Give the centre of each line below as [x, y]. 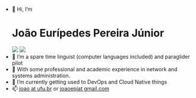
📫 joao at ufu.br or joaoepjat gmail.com [61, 88]
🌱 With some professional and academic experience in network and [94, 69]
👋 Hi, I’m [22, 9]
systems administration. [41, 75]
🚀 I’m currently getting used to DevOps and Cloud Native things [89, 82]
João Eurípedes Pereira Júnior [88, 33]
